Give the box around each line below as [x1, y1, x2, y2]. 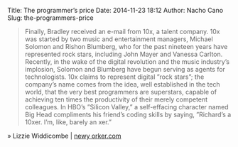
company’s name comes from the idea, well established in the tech [24, 80, 220, 88]
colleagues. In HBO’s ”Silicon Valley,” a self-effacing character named [24, 103, 229, 111]
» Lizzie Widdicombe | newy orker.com [7, 131, 121, 140]
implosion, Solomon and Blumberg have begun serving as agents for [24, 65, 226, 73]
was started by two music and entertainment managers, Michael [24, 35, 213, 43]
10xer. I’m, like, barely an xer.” [24, 118, 112, 126]
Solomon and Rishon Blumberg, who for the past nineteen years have [24, 43, 228, 50]
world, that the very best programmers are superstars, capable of [24, 88, 217, 96]
